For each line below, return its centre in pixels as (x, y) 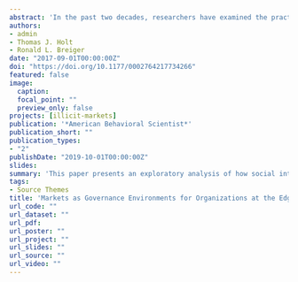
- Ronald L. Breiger (47, 50)
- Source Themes (39, 190)
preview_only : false (55, 108)
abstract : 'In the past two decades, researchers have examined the (138, 17)
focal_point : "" (47, 99)
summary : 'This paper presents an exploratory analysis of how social (142, 173)
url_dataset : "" (39, 214)
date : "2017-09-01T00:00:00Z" (65, 58)
